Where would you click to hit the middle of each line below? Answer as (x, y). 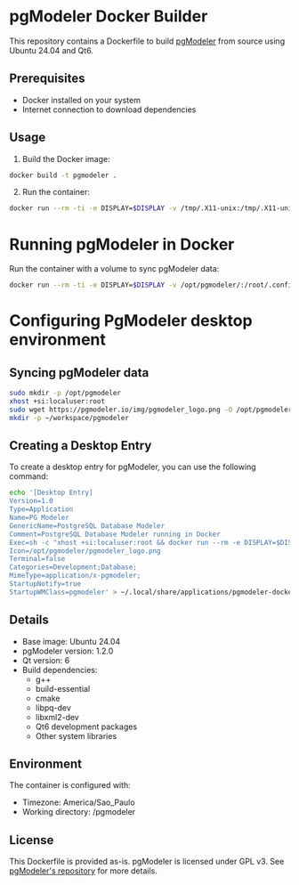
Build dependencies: (60, 670)
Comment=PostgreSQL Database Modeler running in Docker (115, 534)
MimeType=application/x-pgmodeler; (75, 576)
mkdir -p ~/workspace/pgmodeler (69, 418)
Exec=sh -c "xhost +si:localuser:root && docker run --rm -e (125, 542)
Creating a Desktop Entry (81, 446)
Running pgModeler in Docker (122, 244)
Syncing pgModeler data (79, 373)
